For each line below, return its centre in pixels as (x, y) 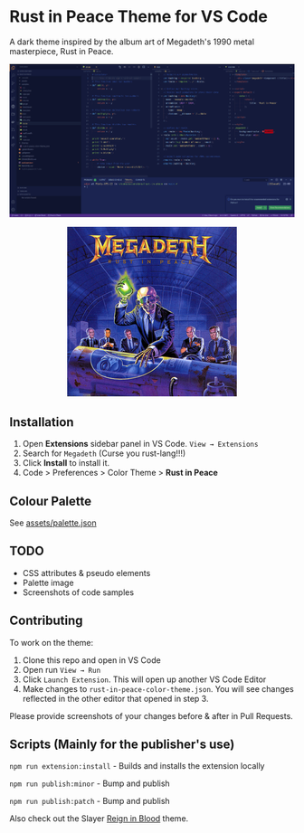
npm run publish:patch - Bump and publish (90, 801)
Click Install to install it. (66, 463)
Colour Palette (51, 501)
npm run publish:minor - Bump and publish (90, 783)
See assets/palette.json (53, 523)
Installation (42, 422)
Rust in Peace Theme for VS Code (139, 17)
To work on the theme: (52, 642)
